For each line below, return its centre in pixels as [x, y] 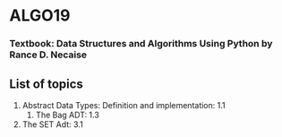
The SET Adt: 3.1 [52, 124]
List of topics [46, 84]
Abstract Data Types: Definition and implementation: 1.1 [124, 105]
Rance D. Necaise [48, 55]
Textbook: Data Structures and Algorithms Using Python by [141, 44]
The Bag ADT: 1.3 [68, 115]
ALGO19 [40, 16]
